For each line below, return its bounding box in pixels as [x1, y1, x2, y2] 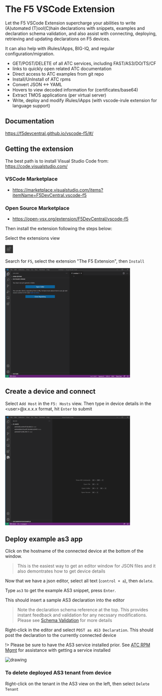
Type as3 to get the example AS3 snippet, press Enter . [5, 588, 116, 594]
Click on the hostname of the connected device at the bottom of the [5, 548, 144, 554]
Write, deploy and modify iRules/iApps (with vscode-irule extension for [12, 97, 158, 103]
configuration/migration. [5, 51, 54, 57]
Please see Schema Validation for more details [17, 617, 112, 623]
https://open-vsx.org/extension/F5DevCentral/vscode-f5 [12, 216, 129, 222]
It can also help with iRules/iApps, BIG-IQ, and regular [5, 45, 115, 51]
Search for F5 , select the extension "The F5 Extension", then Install [5, 258, 145, 264]
